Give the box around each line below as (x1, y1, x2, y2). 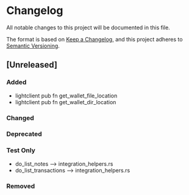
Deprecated (6, 130, 43, 138)
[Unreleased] (6, 60, 58, 70)
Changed (6, 113, 35, 122)
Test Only (6, 146, 35, 155)
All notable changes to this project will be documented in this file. (6, 24, 171, 31)
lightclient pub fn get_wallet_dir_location (15, 98, 116, 105)
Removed (6, 182, 35, 190)
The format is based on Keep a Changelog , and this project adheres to (6, 35, 183, 43)
